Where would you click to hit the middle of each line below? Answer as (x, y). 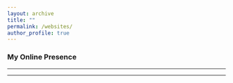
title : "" (21, 20)
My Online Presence (42, 57)
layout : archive (31, 13)
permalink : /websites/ (40, 26)
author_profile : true (38, 33)
